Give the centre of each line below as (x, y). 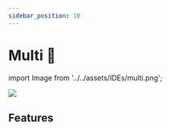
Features (31, 118)
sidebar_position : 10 (45, 16)
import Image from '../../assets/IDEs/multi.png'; (85, 78)
